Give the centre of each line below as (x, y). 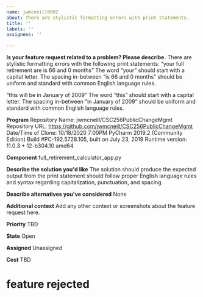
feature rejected (48, 284)
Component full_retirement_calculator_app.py (64, 158)
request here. (23, 213)
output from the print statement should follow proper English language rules (101, 176)
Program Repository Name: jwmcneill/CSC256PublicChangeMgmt (89, 120)
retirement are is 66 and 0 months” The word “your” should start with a (95, 70)
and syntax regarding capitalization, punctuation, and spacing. (85, 182)
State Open (21, 236)
